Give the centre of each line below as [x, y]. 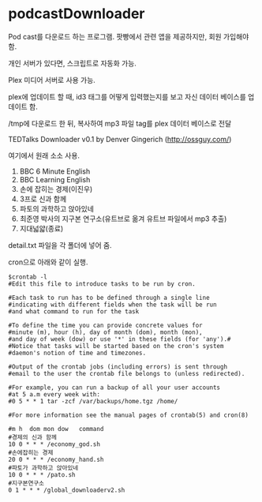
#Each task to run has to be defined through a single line [109, 298]
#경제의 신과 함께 [33, 437]
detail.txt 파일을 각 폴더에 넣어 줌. [60, 245]
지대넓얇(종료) [41, 228]
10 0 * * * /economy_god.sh [54, 444]
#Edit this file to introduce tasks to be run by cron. [102, 284]
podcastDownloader [77, 14]
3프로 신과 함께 [43, 199]
